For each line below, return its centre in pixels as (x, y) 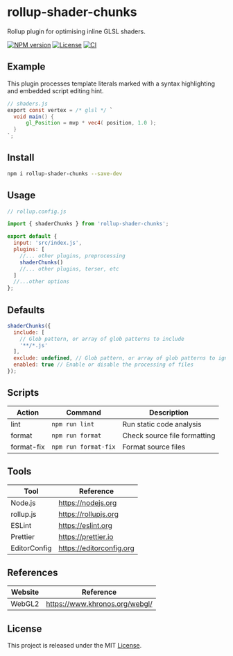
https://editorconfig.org (97, 548)
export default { (32, 237)
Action (28, 413)
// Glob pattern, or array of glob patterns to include (102, 339)
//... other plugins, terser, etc (69, 269)
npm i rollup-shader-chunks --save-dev (65, 174)
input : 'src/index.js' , (48, 243)
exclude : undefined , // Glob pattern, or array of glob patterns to (114, 358)
